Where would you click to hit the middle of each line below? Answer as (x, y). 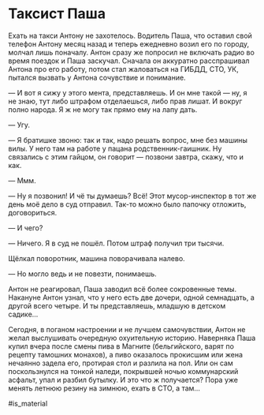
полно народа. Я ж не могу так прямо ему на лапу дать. (103, 109)
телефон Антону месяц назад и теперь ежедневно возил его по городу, (129, 43)
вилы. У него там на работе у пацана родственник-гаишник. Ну (115, 148)
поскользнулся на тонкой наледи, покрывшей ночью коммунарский (123, 371)
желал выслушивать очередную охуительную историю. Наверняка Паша (132, 338)
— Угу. (19, 125)
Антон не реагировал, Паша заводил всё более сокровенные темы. (123, 289)
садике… (23, 314)
